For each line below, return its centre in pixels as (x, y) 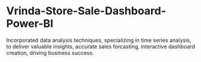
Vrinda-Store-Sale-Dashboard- (86, 11)
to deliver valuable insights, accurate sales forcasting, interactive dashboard (101, 46)
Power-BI (30, 24)
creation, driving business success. (50, 52)
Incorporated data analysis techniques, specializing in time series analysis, (99, 40)
